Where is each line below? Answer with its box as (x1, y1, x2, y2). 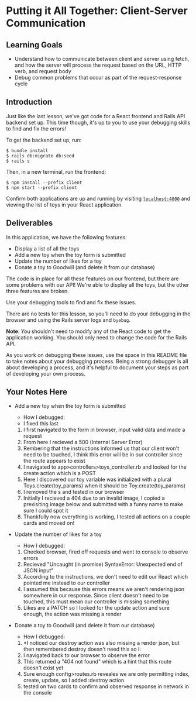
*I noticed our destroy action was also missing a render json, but (23, 640, 180, 647)
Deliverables (6, 218, 53, 228)
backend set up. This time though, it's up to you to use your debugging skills (6, 119, 191, 126)
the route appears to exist (23, 458, 86, 465)
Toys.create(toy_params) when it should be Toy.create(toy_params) (23, 482, 186, 489)
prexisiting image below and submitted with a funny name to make (23, 501, 183, 508)
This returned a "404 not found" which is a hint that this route (23, 658, 171, 665)
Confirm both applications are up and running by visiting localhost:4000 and (6, 195, 191, 202)
